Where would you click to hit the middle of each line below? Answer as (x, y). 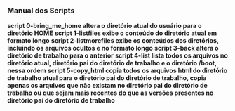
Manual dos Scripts (41, 11)
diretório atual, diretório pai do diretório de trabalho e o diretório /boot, (112, 63)
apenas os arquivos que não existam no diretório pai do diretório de (108, 86)
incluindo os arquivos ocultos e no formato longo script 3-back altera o (113, 48)
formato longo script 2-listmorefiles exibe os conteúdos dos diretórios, (113, 41)
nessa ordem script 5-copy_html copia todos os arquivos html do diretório (117, 71)
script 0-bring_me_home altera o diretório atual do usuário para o (105, 26)
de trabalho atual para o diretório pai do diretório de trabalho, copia (107, 78)
